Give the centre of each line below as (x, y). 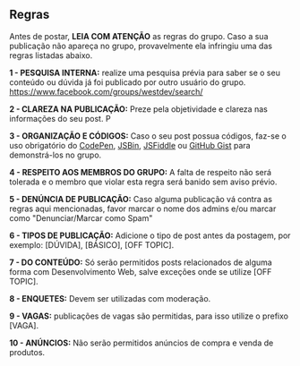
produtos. (27, 352)
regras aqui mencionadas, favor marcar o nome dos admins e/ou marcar (143, 209)
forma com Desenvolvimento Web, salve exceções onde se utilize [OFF (141, 271)
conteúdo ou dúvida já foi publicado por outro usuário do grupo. (128, 82)
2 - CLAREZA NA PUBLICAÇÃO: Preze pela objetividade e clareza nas (139, 109)
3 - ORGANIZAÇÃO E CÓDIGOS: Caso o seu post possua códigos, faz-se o (148, 136)
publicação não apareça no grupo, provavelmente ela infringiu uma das (141, 46)
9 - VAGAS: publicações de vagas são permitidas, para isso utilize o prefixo (149, 316)
